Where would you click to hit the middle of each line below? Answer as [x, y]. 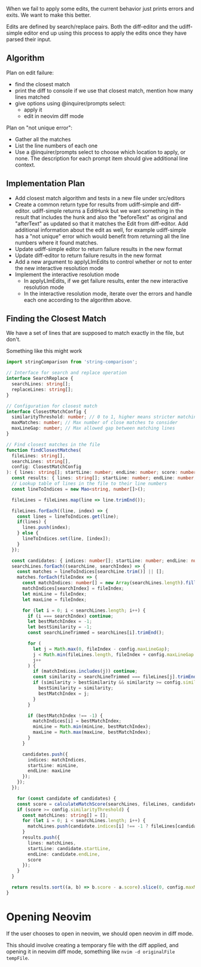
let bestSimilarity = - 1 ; [60, 627]
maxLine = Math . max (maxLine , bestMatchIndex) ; [92, 732]
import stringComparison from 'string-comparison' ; [72, 362]
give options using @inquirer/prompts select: [70, 103]
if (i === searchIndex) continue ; [71, 616]
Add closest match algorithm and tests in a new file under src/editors [100, 198]
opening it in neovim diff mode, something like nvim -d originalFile [91, 951]
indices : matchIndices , [57, 760]
